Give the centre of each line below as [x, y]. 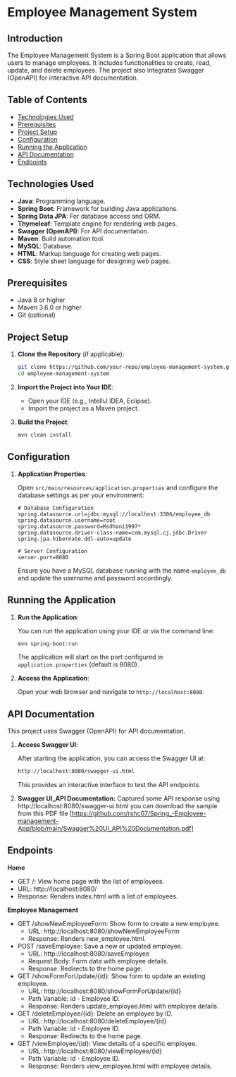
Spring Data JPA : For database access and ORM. [89, 216]
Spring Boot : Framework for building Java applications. [98, 208]
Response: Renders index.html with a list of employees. [98, 896]
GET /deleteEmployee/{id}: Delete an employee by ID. [95, 1014]
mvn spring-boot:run [48, 644]
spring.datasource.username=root [67, 520]
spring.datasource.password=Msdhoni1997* [79, 526]
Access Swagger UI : [48, 745]
